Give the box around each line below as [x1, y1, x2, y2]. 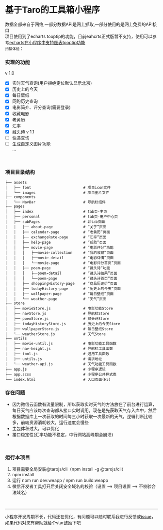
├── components [5, 195, 36, 200]
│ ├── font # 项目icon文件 [5, 185, 111, 190]
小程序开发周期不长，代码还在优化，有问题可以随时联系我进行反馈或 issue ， [5, 514, 156, 519]
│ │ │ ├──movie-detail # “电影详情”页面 [5, 255, 114, 261]
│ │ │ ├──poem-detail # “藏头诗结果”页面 [5, 271, 117, 276]
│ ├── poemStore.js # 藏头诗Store [5, 316, 110, 321]
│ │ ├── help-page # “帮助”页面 [5, 240, 107, 245]
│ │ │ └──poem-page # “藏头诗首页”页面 [5, 276, 117, 281]
